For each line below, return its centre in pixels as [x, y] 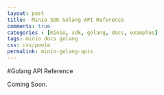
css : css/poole [29, 45]
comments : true [29, 26]
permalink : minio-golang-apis [50, 52]
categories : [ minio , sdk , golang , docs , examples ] [82, 32]
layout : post [26, 13]
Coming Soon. [27, 84]
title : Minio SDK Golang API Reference [66, 20]
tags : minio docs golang [43, 39]
